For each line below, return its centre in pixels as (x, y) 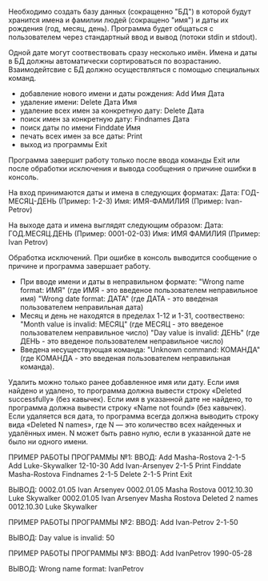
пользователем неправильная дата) (82, 307)
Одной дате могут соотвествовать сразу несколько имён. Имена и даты (133, 52)
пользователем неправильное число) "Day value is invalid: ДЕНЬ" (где (140, 333)
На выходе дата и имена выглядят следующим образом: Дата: (116, 225)
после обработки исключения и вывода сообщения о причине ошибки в (132, 168)
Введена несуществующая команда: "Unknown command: (119, 350)
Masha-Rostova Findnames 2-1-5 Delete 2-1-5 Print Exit (100, 474)
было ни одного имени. (48, 442)
